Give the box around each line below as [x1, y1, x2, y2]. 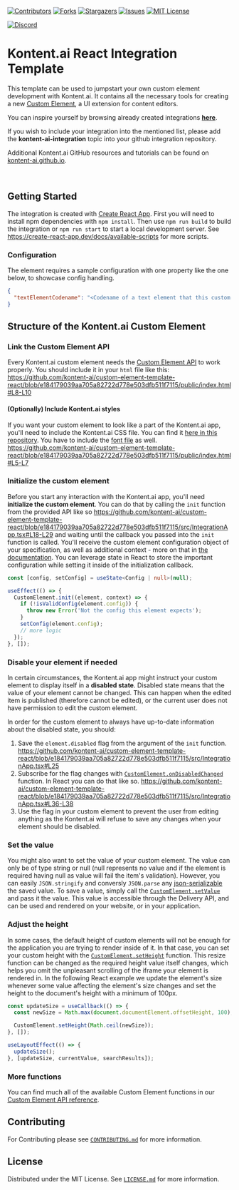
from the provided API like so [7, 507, 92, 516]
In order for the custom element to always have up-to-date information [7, 717, 215, 726]
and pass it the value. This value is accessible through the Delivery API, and [7, 894, 230, 903]
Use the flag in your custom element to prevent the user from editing [17, 806, 219, 816]
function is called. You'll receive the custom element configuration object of [7, 538, 229, 546]
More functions [7, 1072, 62, 1082]
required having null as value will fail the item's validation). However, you [7, 871, 221, 880]
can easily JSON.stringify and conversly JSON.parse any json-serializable [7, 879, 223, 888]
